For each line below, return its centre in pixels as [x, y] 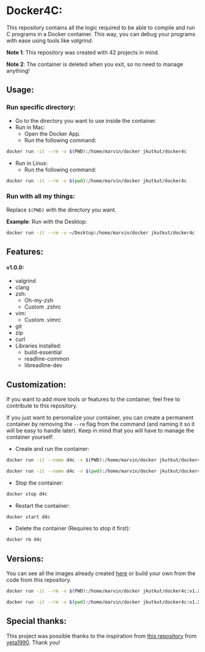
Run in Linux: [31, 163]
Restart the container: [42, 505]
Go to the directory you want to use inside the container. [86, 120]
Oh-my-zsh [39, 301]
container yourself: [30, 437]
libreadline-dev [43, 365]
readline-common [47, 359]
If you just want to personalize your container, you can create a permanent [100, 417]
